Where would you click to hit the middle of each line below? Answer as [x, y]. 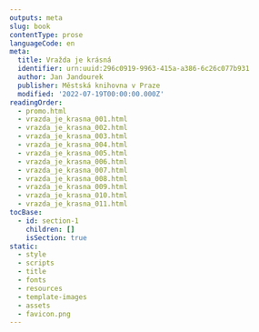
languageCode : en [42, 43]
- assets [34, 306]
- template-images [53, 297]
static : [24, 246]
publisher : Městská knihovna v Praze [89, 86]
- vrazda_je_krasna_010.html [73, 196]
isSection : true [57, 237]
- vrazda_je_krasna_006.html [73, 161]
